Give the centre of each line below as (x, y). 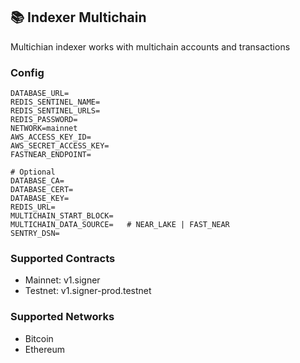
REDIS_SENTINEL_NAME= (55, 102)
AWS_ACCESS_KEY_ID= (51, 137)
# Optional (33, 172)
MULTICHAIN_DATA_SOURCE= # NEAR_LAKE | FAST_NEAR (120, 225)
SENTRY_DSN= (35, 234)
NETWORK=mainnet (44, 129)
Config (27, 72)
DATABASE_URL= (40, 94)
